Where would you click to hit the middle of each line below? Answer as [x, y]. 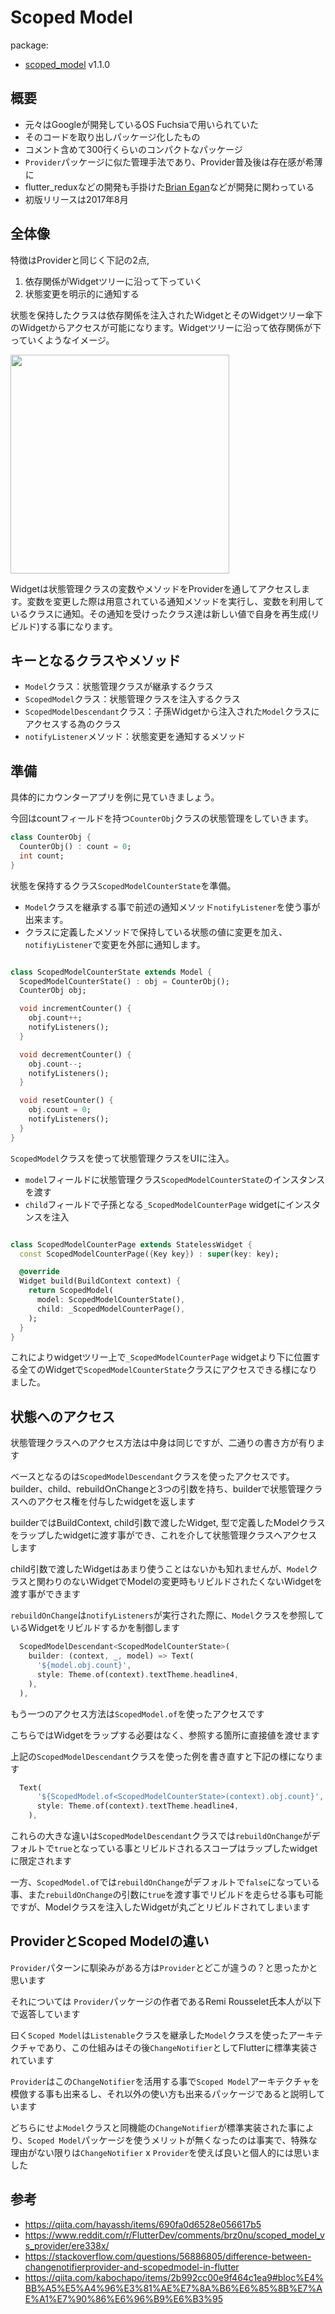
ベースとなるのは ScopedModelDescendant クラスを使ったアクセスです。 [152, 1477]
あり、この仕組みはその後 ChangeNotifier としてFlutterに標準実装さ [181, 2047]
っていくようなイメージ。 [62, 340]
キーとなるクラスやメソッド [95, 660]
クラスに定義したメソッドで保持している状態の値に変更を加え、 [156, 932]
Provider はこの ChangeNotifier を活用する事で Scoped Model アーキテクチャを [165, 2081]
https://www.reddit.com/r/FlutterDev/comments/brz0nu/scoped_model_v [174, 2235]
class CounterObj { [51, 837]
